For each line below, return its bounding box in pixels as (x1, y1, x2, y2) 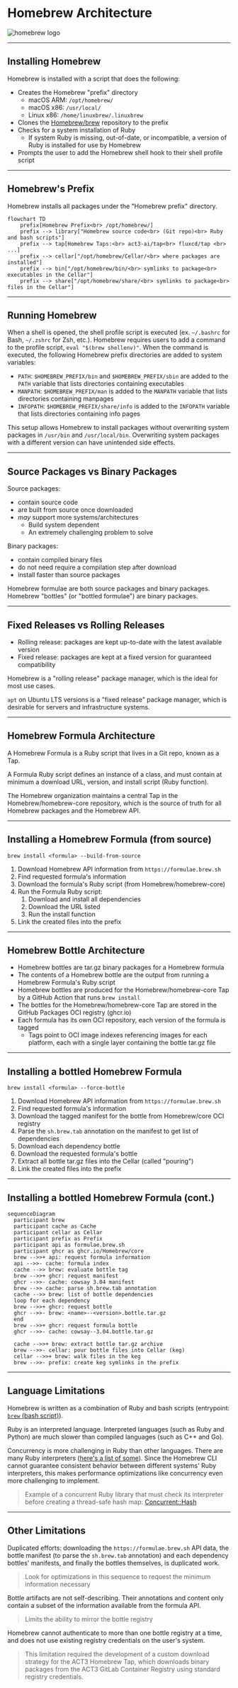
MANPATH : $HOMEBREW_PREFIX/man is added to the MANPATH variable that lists (17, 387, 228, 396)
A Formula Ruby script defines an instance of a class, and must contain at (7, 770, 222, 778)
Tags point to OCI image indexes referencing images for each (28, 1031, 208, 1039)
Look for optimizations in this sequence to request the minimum (24, 1572, 211, 1580)
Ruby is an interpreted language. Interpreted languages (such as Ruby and (7, 1425, 225, 1433)
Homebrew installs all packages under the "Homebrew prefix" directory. (7, 202, 217, 210)
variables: (7, 358, 36, 367)
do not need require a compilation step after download (17, 563, 177, 571)
